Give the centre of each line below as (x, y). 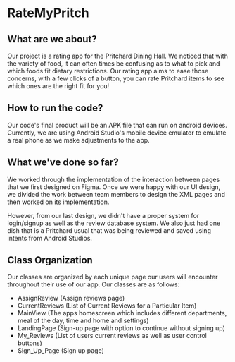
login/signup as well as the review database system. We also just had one (114, 223)
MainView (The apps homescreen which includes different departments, (122, 313)
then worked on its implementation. (58, 202)
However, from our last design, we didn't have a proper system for (103, 215)
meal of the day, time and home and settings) (83, 321)
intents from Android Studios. (50, 238)
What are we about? (52, 39)
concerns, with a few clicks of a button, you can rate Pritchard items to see (116, 78)
